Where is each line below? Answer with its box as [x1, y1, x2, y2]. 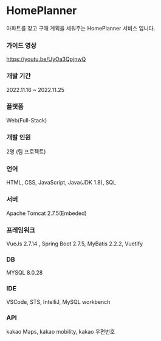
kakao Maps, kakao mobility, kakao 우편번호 [6, 328, 115, 335]
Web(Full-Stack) [6, 116, 47, 124]
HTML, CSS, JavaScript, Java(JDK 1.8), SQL [6, 179, 117, 186]
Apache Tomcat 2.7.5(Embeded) [6, 209, 87, 217]
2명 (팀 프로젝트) [6, 148, 46, 155]
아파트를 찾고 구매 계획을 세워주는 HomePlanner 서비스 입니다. [6, 24, 156, 32]
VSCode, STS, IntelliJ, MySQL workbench [6, 298, 111, 305]
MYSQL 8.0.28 [6, 269, 43, 276]
